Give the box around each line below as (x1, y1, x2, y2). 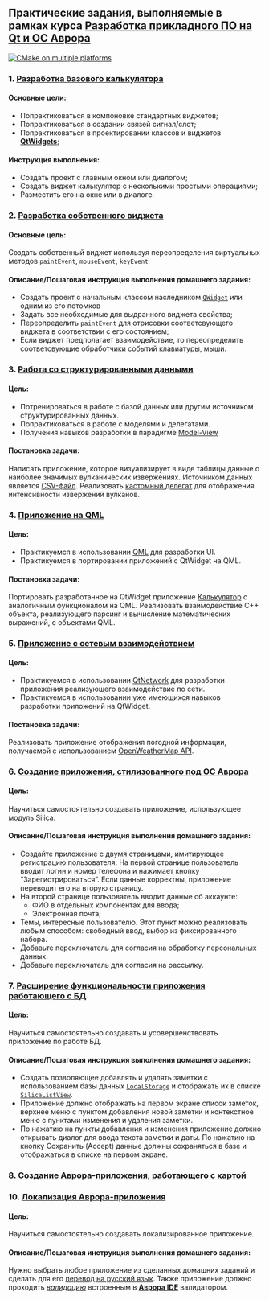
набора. (19, 934, 48, 944)
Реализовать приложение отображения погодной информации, (8, 738, 227, 747)
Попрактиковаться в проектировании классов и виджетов (19, 128, 222, 138)
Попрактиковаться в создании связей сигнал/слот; (19, 119, 197, 129)
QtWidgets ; (19, 136, 60, 146)
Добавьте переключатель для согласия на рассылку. (19, 960, 204, 969)
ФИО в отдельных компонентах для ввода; (31, 900, 180, 910)
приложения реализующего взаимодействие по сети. (19, 684, 206, 694)
